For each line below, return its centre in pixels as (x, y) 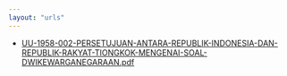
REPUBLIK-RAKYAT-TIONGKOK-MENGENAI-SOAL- (114, 52)
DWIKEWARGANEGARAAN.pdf (78, 62)
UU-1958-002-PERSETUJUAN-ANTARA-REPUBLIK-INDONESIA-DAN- (150, 43)
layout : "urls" (37, 17)
